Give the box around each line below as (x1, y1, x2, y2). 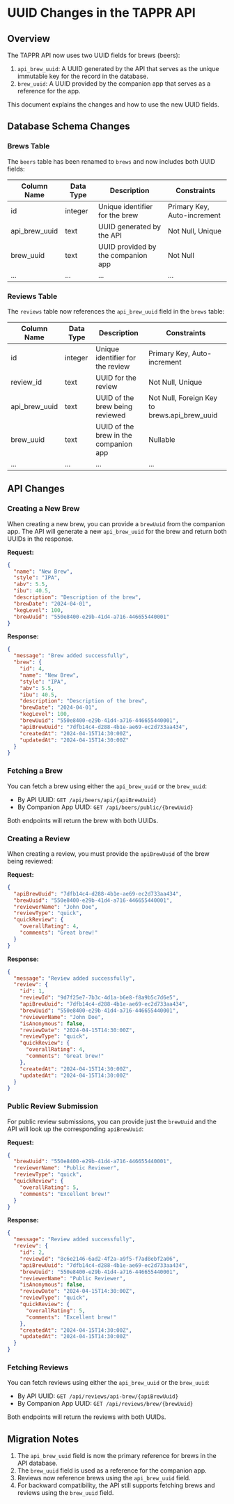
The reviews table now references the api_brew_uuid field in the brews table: (7, 307, 225, 315)
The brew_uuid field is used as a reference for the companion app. (17, 1466, 207, 1475)
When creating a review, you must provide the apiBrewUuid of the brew (7, 849, 210, 858)
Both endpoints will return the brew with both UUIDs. (7, 816, 159, 824)
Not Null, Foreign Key (148, 392, 218, 402)
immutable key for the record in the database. (17, 72, 148, 80)
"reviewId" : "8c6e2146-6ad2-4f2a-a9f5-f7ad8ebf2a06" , (19, 1255, 179, 1262)
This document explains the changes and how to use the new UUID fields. (7, 100, 219, 109)
